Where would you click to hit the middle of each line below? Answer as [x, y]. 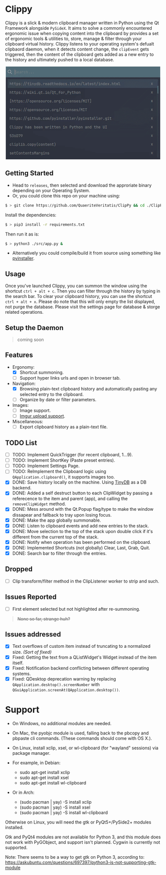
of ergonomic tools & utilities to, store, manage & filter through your [74, 39]
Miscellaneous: [28, 422]
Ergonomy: [23, 367]
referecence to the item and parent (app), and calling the [70, 499]
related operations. [24, 312]
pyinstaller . [23, 258]
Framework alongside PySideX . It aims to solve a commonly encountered [79, 28]
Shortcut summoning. [42, 372]
